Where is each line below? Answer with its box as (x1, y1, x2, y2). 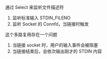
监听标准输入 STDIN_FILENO (12, 15, 71, 21)
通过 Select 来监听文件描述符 (5, 4, 64, 10)
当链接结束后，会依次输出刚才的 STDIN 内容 (12, 49, 103, 54)
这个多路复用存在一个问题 (5, 32, 57, 37)
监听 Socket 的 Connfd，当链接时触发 (12, 21, 89, 27)
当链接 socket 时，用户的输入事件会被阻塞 (12, 42, 98, 48)
